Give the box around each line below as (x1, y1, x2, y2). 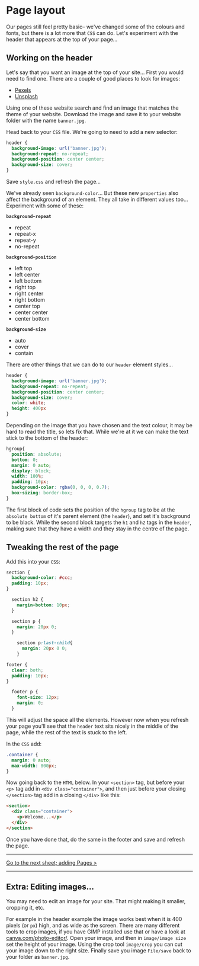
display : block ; (11, 468, 52, 474)
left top (14, 265, 33, 271)
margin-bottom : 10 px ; (17, 602, 70, 608)
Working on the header (6, 53, 93, 63)
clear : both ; (11, 667, 44, 673)
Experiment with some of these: (6, 202, 84, 209)
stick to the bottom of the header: (6, 434, 88, 442)
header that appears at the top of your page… (6, 36, 118, 43)
